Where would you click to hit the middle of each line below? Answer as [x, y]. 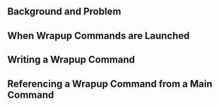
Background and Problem [64, 12]
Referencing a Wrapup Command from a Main [110, 84]
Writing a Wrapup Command [71, 60]
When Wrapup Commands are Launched [99, 36]
